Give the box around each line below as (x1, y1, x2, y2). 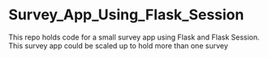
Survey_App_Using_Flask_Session (8, 6, 244, 24)
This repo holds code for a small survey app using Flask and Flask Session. (8, 32, 260, 42)
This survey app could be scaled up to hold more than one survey (8, 40, 229, 50)
